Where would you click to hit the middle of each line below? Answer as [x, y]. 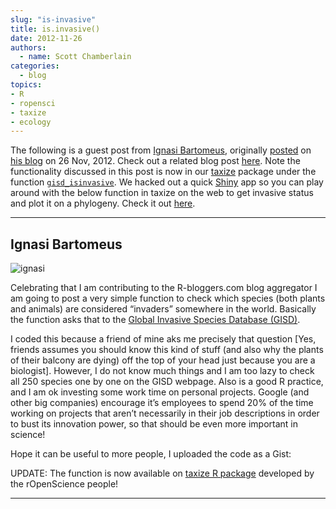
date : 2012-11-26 [46, 38]
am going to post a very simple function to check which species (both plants [168, 298]
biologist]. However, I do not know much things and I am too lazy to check [162, 371]
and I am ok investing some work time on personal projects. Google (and [160, 392]
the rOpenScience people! [64, 484]
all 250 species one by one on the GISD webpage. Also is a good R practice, [167, 382]
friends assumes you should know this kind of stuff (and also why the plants [167, 350]
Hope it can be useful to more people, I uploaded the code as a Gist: [151, 454]
